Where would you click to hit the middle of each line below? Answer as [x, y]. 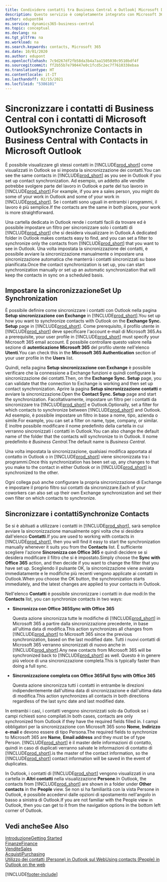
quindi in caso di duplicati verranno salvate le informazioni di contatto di [79, 748]
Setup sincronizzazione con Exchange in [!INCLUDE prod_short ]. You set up [83, 316]
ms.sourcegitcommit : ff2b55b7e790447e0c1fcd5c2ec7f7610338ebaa [72, 65]
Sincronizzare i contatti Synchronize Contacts [77, 514]
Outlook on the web [25, 865]
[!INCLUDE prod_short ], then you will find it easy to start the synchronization [83, 542]
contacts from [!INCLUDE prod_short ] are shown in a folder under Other [78, 784]
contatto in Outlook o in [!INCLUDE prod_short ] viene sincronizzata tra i [78, 457]
